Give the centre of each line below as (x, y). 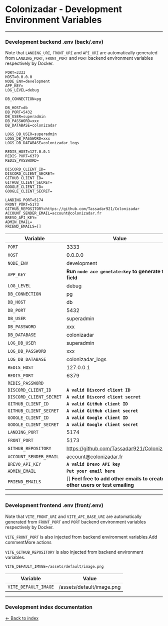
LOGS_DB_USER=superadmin (31, 134)
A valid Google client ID (97, 418)
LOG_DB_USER (22, 343)
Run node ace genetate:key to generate (113, 271)
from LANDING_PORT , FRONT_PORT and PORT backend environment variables (79, 58)
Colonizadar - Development (64, 9)
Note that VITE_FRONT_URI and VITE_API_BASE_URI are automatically (73, 516)
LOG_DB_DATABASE (27, 359)
